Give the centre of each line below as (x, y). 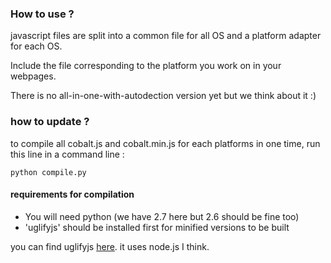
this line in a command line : (67, 154)
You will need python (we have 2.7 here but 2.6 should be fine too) (162, 216)
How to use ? (42, 14)
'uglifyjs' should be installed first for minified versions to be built (157, 227)
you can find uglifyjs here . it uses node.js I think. (110, 246)
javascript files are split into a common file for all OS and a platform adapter (166, 36)
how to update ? (50, 122)
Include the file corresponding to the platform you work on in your (146, 66)
